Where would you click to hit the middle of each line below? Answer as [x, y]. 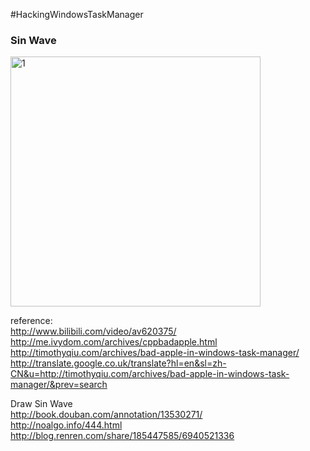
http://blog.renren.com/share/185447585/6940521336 [122, 436]
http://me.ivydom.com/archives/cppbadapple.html [114, 342]
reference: [31, 321]
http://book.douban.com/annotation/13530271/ [106, 415]
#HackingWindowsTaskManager [77, 14]
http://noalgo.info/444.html [66, 425]
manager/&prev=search [59, 385]
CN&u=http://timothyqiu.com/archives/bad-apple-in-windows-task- [150, 374]
